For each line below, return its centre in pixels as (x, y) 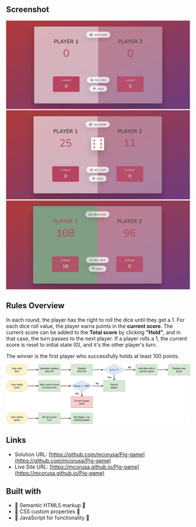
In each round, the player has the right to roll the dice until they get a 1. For (95, 320)
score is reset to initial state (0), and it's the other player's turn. (82, 345)
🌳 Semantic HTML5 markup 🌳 (50, 505)
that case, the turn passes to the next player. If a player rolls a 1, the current (97, 338)
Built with (24, 491)
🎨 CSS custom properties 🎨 (47, 512)
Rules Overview (35, 306)
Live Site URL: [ (33, 467)
